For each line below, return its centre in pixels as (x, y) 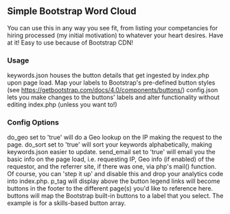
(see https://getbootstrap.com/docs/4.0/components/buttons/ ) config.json (113, 90)
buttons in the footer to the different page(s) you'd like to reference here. (110, 189)
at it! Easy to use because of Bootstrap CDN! (70, 42)
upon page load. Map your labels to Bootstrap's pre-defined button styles (111, 83)
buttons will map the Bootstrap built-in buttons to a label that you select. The (115, 196)
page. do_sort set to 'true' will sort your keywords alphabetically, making (110, 145)
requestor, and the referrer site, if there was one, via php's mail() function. (112, 167)
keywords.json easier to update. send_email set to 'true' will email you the (111, 152)
